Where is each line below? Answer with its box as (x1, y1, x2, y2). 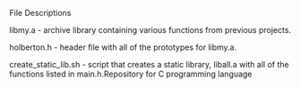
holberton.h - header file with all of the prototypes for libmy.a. (9, 42, 237, 52)
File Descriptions (9, 8, 72, 18)
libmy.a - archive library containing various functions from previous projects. (9, 25, 292, 35)
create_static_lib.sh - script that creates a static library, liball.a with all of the (9, 60, 289, 69)
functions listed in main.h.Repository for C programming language (9, 68, 253, 79)
